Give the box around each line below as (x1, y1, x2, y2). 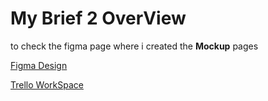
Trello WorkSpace (10, 78, 84, 91)
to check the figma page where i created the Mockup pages (10, 40, 259, 52)
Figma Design (10, 59, 68, 71)
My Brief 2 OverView (10, 7, 187, 30)
